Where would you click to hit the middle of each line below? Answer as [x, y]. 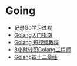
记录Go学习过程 [33, 27]
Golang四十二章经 [36, 57]
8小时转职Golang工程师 [42, 49]
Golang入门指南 [33, 35]
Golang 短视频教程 [36, 42]
